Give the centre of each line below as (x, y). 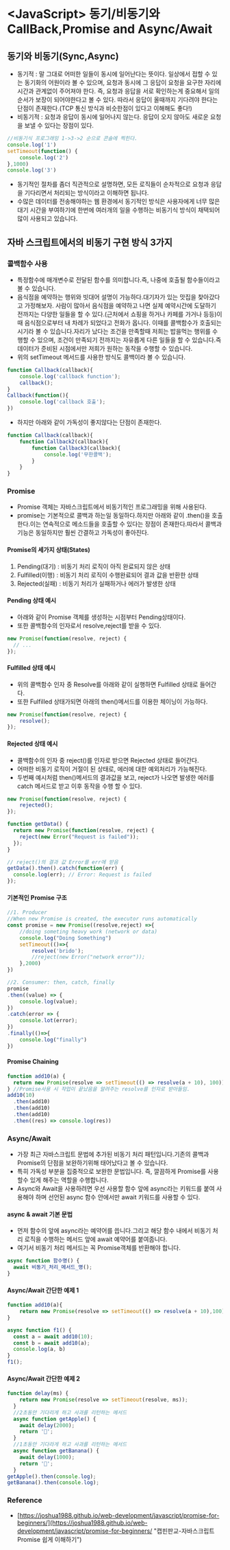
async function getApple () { (55, 1419)
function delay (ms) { (38, 1393)
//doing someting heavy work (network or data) (88, 932)
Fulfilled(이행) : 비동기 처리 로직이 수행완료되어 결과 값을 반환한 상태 (108, 575)
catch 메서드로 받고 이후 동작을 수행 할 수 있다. (79, 786)
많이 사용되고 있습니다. (47, 219)
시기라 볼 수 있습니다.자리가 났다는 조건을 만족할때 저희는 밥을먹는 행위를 (114, 331)
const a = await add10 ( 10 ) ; (53, 1337)
